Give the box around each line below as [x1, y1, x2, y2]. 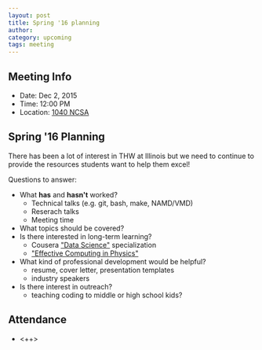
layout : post [8, 11, 51, 20]
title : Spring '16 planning [8, 19, 100, 27]
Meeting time [31, 215, 75, 224]
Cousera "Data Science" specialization [31, 240, 157, 249]
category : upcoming [8, 33, 72, 42]
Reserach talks [31, 206, 80, 216]
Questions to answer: [8, 175, 77, 184]
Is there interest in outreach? [19, 282, 112, 291]
